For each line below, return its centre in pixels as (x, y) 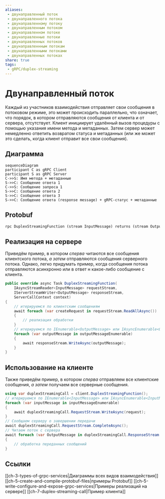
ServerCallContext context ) (42, 297)
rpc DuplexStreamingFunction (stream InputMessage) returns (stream (77, 226)
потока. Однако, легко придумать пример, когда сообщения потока (77, 264)
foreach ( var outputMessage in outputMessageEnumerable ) (73, 334)
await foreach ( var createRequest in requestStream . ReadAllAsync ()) (85, 311)
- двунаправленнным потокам (36, 46)
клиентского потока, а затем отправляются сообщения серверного (76, 259)
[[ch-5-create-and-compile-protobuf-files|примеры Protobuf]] (69, 481)
